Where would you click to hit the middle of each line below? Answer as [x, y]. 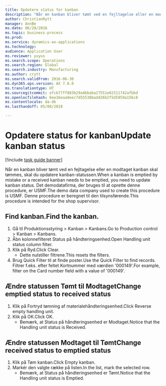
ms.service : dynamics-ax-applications [45, 42]
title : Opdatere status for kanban [42, 10]
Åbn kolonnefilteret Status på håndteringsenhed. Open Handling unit [81, 239]
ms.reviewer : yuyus [25, 56]
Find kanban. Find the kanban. [52, 217]
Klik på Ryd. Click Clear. [36, 250]
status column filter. [32, 244]
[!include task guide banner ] [34, 160]
